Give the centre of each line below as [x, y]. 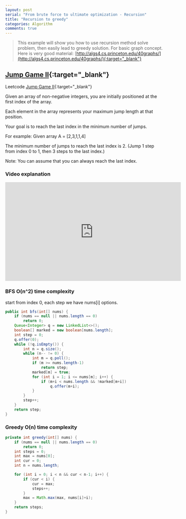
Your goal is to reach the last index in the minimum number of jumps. [76, 126]
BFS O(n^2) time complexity [40, 292]
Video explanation [28, 174]
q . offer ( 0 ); [27, 339]
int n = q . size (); [42, 349]
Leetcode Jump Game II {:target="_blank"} [49, 86]
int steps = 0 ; [30, 451]
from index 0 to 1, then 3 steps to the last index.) [55, 151]
